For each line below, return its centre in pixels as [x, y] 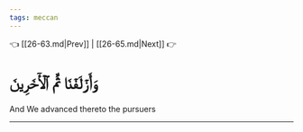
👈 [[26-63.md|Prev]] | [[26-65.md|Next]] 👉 [93, 44]
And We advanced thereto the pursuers [83, 109]
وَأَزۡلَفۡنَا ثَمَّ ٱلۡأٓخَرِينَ [53, 83]
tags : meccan [34, 18]
